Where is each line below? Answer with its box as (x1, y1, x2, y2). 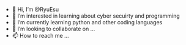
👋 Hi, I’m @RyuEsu (12, 6, 59, 13)
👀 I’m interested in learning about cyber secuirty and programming (12, 12, 180, 19)
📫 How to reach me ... (12, 32, 69, 39)
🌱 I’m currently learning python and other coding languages (12, 19, 163, 26)
